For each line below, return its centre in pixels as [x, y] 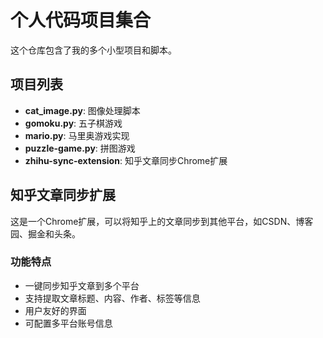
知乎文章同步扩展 [63, 195]
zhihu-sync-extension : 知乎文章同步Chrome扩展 [126, 160]
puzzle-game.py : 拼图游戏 [80, 148]
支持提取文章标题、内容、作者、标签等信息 [112, 298]
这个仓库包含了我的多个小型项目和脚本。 [93, 50]
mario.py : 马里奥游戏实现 [77, 135]
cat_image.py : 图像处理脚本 [82, 110]
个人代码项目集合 [81, 20]
